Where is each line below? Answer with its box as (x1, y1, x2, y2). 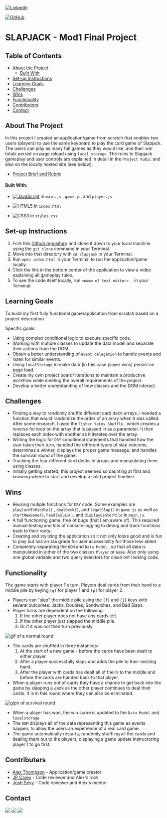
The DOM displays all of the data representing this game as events (12, 720, 146, 726)
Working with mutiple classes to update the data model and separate (12, 340, 154, 346)
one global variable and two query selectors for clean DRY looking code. (12, 554, 160, 560)
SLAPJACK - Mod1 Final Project (5, 32, 137, 43)
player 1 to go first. (12, 741, 51, 747)
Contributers (5, 756, 46, 764)
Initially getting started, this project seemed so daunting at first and (12, 468, 151, 474)
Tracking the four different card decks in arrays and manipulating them (12, 458, 158, 464)
